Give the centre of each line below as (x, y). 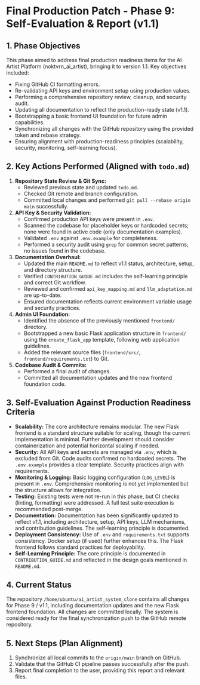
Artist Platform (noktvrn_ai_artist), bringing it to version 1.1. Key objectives (96, 66)
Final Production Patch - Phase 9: (90, 11)
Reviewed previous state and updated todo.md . (81, 187)
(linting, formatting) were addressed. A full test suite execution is (94, 502)
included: (18, 73)
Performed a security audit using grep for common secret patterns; (106, 244)
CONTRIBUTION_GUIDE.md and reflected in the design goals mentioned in (101, 560)
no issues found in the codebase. (65, 251)
